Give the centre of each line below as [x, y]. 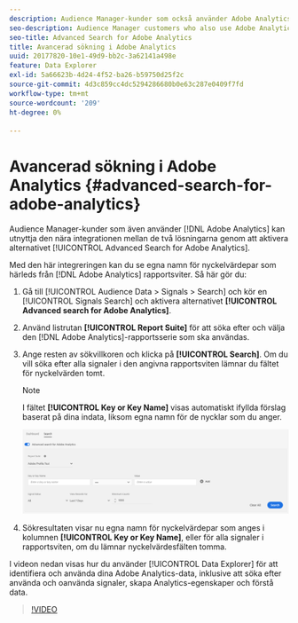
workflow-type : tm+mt [49, 93]
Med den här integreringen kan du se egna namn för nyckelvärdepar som [143, 265]
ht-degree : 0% [35, 112]
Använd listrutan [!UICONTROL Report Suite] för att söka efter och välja [153, 327]
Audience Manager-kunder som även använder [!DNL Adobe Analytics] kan [147, 229]
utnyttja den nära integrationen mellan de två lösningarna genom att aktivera [149, 239]
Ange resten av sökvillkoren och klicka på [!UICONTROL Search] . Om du [155, 354]
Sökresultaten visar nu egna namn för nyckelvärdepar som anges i [143, 527]
